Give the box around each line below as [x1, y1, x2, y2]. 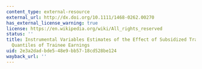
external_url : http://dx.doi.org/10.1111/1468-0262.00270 [6, 14, 155, 20]
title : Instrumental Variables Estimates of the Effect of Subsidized [6, 37, 187, 43]
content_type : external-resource [6, 8, 90, 15]
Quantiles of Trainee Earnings [11, 43, 90, 49]
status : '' [6, 31, 34, 37]
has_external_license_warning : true [6, 20, 98, 26]
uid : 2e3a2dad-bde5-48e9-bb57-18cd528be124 [6, 48, 117, 54]
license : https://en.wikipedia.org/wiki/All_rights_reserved [6, 25, 163, 32]
